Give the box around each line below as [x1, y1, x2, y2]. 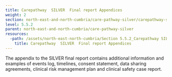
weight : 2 [5, 12, 27, 17]
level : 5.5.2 [5, 22, 33, 27]
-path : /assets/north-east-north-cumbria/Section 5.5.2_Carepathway [10, 36, 159, 42]
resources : [5, 31, 29, 36]
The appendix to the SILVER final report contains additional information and [5, 55, 164, 61]
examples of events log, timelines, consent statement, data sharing [5, 60, 147, 67]
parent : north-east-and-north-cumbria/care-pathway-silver [5, 27, 134, 32]
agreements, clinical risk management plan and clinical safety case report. [5, 66, 162, 72]
